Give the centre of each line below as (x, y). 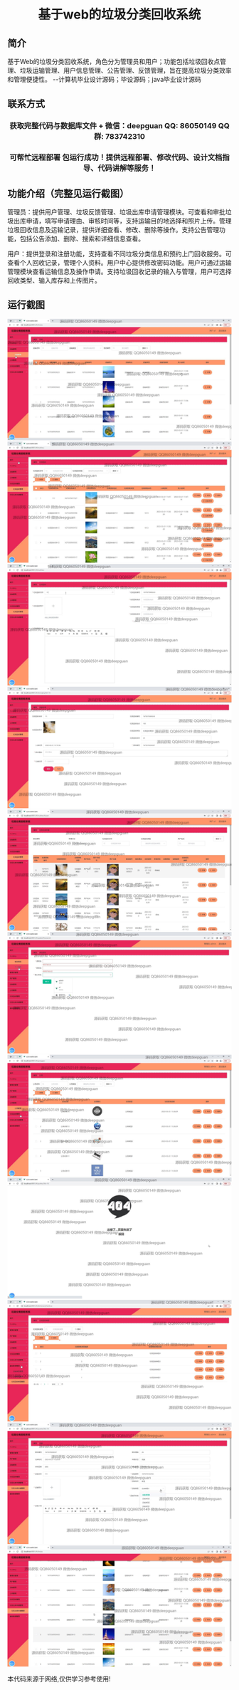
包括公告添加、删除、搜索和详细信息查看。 (82, 238)
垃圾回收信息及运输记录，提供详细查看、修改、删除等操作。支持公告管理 (113, 230)
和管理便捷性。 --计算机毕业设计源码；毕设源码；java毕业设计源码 (104, 79)
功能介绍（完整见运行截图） (68, 193)
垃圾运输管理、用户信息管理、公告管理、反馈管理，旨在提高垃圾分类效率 (126, 70)
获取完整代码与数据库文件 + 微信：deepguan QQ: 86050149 (113, 126)
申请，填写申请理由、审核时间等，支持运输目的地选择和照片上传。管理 (129, 221)
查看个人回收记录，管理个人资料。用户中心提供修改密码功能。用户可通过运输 (119, 263)
